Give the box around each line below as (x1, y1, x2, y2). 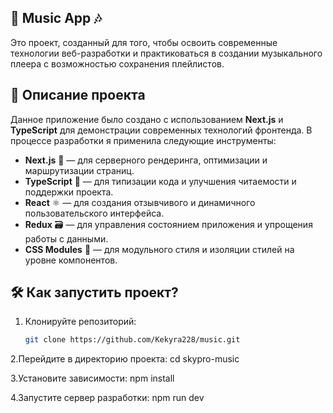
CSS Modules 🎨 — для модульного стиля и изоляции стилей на (24, 243, 295, 255)
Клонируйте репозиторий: (24, 316, 137, 328)
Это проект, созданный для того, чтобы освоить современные (10, 36, 278, 48)
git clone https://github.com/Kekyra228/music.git (24, 335, 241, 345)
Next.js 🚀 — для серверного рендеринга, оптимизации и (24, 154, 268, 166)
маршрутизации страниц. (24, 164, 135, 176)
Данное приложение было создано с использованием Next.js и (10, 113, 284, 125)
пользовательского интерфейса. (24, 207, 165, 219)
